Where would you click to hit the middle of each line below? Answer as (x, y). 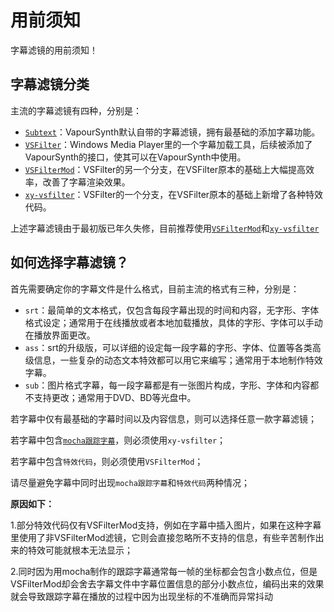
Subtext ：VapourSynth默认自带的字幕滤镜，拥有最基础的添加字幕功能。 (172, 132)
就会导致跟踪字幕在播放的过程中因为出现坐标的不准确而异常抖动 (141, 596)
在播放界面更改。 (60, 335)
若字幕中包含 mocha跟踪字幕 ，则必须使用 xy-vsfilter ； (118, 440)
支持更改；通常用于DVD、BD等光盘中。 (115, 397)
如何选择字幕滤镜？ (69, 262)
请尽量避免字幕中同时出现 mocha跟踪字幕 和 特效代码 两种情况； (130, 482)
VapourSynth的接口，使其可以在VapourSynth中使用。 (135, 157)
